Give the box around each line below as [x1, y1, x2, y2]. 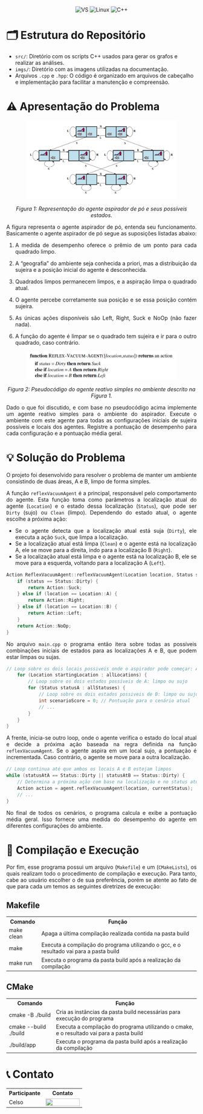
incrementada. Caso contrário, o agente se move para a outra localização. [6, 754, 191, 761]
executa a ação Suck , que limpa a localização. [14, 533, 129, 541]
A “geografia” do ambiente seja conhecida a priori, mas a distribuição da [14, 260, 197, 267]
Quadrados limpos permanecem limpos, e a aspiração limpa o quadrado [14, 278, 197, 285]
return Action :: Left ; [28, 610, 83, 616]
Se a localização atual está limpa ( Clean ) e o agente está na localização [14, 539, 198, 547]
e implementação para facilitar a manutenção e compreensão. [14, 78, 170, 86]
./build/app [8, 1041, 36, 1048]
